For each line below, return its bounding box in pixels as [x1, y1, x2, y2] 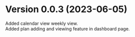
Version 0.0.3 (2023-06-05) [5, 4, 127, 15]
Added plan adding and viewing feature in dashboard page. [5, 25, 130, 31]
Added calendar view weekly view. [5, 20, 78, 26]
